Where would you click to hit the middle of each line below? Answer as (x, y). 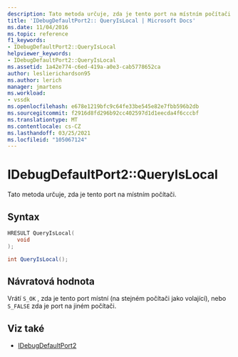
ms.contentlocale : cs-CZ (44, 126)
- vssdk (19, 100)
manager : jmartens (35, 87)
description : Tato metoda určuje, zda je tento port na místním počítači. (121, 14)
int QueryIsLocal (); (38, 259)
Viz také (26, 328)
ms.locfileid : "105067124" (47, 139)
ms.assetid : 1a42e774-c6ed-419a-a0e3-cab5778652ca (84, 67)
